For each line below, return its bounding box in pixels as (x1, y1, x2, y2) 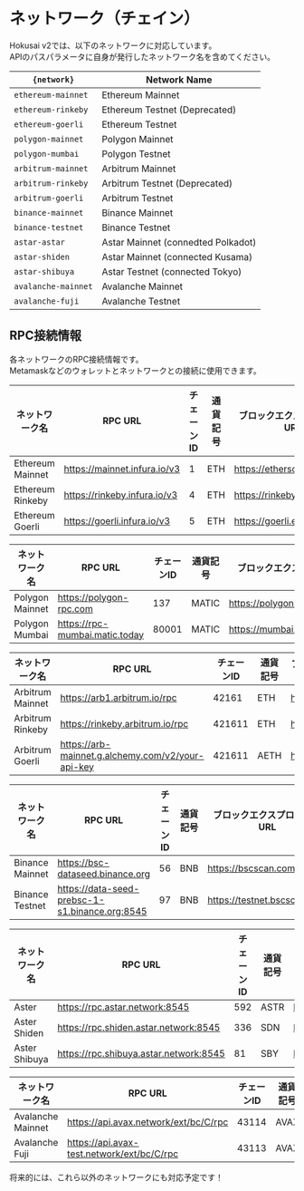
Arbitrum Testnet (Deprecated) (101, 177, 233, 189)
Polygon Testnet (101, 147, 171, 160)
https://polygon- (57, 591, 129, 604)
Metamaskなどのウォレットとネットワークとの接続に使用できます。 (9, 364, 261, 376)
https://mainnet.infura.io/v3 (63, 462, 181, 475)
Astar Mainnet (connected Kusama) (101, 250, 253, 263)
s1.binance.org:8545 (57, 905, 147, 917)
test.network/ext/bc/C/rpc (67, 1147, 179, 1160)
